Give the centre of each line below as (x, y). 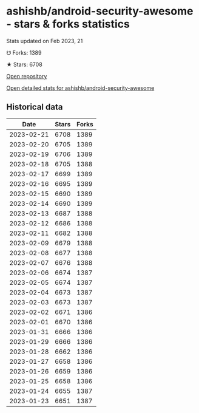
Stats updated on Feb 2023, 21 (45, 41)
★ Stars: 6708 (24, 64)
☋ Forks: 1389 (24, 52)
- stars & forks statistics (68, 24)
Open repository (27, 76)
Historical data (35, 107)
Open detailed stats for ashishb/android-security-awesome (80, 88)
